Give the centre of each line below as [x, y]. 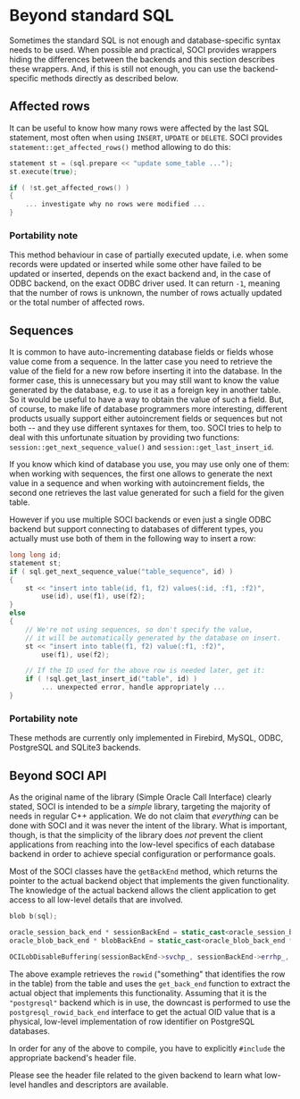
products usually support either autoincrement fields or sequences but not [146, 419]
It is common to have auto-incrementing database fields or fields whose [142, 352]
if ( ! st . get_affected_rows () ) [69, 188]
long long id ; [36, 555]
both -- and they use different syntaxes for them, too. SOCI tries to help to [146, 428]
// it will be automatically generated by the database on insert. [153, 638]
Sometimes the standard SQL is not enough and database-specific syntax [145, 40]
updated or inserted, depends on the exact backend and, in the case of [140, 274]
